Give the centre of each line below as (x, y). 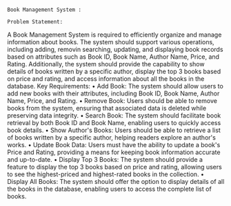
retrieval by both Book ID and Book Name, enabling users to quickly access (114, 123)
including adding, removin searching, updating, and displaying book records (115, 49)
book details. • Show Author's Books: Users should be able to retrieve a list (114, 130)
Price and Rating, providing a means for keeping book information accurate (114, 152)
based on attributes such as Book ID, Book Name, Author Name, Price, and (113, 57)
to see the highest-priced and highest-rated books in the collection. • (106, 174)
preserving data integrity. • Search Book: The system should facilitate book (114, 115)
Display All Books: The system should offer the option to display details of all (116, 181)
